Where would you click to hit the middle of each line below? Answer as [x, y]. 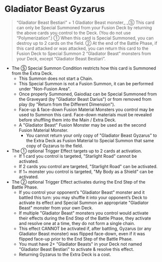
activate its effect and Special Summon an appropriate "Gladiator [84, 203]
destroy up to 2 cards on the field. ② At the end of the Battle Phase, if [87, 43]
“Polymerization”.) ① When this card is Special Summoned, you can [85, 38]
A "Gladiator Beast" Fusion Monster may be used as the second [82, 125]
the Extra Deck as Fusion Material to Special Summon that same [90, 140]
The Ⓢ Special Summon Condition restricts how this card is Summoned [84, 68]
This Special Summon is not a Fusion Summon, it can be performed [86, 83]
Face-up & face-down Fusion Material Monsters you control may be [86, 109]
